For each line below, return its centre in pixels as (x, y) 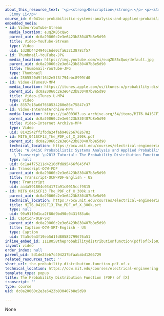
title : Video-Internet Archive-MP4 (46, 123)
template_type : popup (27, 273)
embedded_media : (21, 23)
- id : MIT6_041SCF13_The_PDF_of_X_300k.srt (50, 191)
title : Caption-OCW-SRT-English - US (48, 228)
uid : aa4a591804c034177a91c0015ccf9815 (50, 187)
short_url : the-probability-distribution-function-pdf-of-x (68, 264)
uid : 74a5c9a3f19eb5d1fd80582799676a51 (50, 237)
